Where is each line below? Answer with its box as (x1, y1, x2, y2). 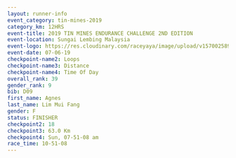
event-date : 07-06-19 (7, 50, 71, 57)
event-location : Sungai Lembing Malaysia (7, 36, 131, 43)
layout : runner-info (7, 10, 68, 17)
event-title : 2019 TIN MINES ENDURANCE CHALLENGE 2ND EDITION (7, 29, 193, 37)
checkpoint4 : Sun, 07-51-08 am (7, 134, 99, 141)
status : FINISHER (7, 114, 58, 121)
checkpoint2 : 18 (7, 120, 55, 128)
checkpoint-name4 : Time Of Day (7, 69, 99, 76)
